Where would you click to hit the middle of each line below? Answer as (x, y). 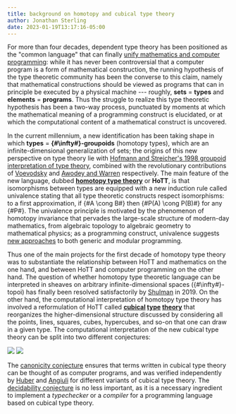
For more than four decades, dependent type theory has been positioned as (117, 47)
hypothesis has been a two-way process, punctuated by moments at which (117, 107)
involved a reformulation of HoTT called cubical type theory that (101, 307)
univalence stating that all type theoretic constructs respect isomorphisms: (116, 196)
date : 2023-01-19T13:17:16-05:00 (56, 27)
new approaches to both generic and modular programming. (95, 241)
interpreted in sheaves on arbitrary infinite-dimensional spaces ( (100, 285)
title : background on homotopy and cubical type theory (91, 14)
